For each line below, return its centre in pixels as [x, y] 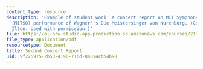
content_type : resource [36, 12]
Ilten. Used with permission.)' [53, 28]
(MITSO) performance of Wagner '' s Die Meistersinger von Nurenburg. [100, 23]
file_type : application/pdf [42, 40]
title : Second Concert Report [44, 51]
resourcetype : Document [36, 46]
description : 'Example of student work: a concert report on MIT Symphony [102, 17]
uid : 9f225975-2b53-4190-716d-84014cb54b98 [62, 56]
